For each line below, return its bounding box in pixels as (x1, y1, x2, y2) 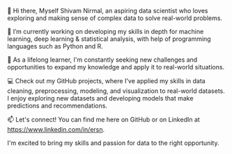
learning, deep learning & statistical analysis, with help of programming (7, 35, 211, 43)
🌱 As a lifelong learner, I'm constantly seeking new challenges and (7, 55, 198, 64)
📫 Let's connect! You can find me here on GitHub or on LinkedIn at (7, 115, 200, 123)
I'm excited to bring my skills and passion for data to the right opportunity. (7, 139, 219, 147)
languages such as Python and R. (7, 42, 103, 50)
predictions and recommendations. (7, 101, 108, 110)
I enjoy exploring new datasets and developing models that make (7, 94, 194, 102)
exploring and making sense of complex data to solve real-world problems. (7, 14, 223, 22)
